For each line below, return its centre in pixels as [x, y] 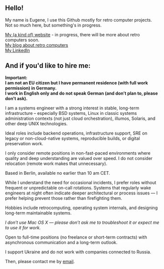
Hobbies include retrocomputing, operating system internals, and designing [82, 208]
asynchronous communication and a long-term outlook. [61, 242]
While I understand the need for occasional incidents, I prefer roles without [81, 182]
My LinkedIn [18, 50]
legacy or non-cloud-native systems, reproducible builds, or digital [72, 138]
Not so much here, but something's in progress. [53, 25]
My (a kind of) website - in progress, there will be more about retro [72, 34]
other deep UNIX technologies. [36, 123]
